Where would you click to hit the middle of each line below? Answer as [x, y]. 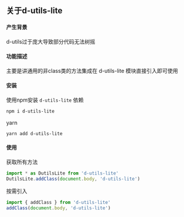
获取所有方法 [22, 162]
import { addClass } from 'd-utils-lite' [59, 202]
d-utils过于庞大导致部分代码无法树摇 [51, 41]
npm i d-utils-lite [30, 111]
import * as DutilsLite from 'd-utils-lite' [62, 173]
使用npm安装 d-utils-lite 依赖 [45, 100]
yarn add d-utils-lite [34, 133]
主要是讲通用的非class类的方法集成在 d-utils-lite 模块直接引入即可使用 [92, 71]
